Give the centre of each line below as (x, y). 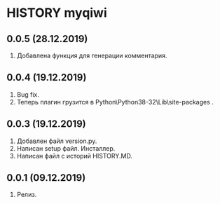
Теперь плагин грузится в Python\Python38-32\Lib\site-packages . (115, 102)
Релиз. (27, 195)
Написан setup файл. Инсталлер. (66, 148)
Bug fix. (28, 94)
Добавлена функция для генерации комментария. (92, 55)
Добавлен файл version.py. (57, 141)
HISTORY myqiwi (57, 13)
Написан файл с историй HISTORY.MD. (74, 156)
